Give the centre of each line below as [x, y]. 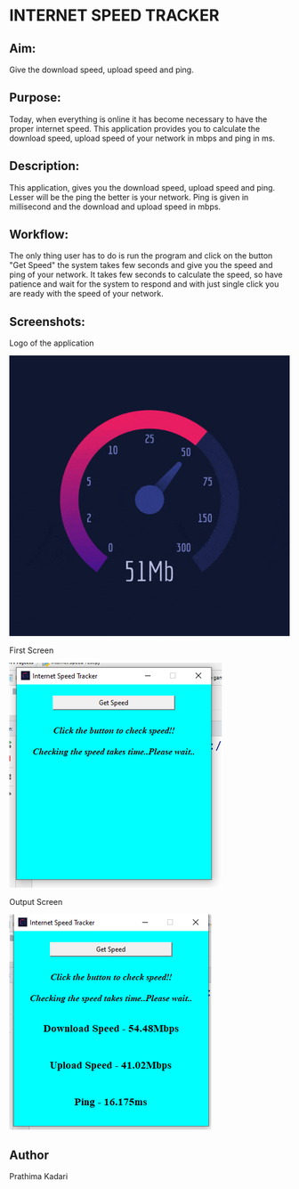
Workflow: [39, 235]
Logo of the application [52, 343]
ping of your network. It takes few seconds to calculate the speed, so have [146, 275]
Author [29, 1155]
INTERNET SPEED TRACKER [114, 16]
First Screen [32, 650]
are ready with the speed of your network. [87, 294]
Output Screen [36, 902]
